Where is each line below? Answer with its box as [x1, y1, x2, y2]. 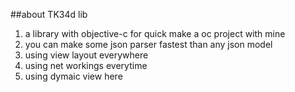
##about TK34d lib [10, 9, 88, 20]
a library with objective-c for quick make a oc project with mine [24, 28, 286, 39]
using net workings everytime [24, 60, 148, 71]
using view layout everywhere [24, 49, 149, 61]
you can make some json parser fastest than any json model [24, 39, 273, 50]
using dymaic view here [24, 70, 123, 82]
